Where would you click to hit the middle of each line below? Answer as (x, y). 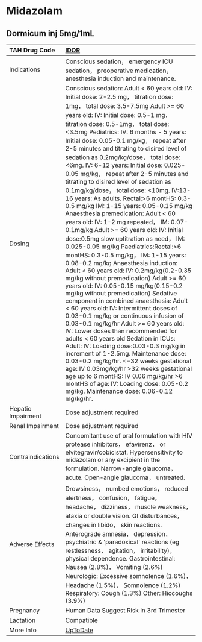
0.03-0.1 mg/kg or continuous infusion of (125, 316)
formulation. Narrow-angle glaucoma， (121, 468)
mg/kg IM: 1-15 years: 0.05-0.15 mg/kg (134, 206)
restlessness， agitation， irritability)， (121, 551)
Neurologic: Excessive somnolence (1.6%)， (129, 576)
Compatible (81, 620)
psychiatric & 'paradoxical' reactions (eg (122, 542)
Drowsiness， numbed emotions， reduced (127, 489)
